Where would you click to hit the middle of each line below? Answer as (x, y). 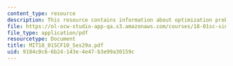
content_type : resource (42, 13)
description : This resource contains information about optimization (110, 20)
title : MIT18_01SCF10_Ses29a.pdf (55, 45)
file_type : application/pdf (48, 33)
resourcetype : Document (42, 39)
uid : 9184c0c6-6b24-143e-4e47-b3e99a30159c (71, 52)
